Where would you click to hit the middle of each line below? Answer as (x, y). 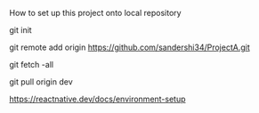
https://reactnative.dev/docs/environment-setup (97, 99)
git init (21, 30)
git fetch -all (32, 65)
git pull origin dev (41, 82)
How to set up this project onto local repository (95, 13)
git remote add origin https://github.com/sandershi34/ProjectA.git (130, 47)
